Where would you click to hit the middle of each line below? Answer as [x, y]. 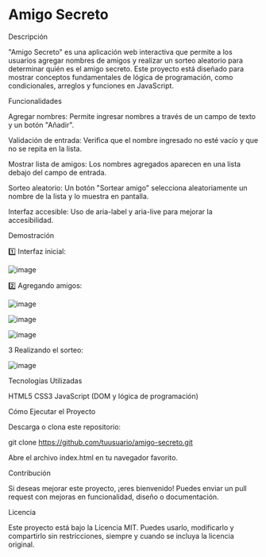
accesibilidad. [31, 220]
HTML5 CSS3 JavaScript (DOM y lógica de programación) [103, 396]
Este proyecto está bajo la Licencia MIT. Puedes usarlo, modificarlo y [121, 527]
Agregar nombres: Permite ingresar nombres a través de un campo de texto [132, 116]
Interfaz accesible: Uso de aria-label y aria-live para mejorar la [110, 211]
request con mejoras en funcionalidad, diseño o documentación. [114, 497]
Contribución [30, 473]
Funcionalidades [35, 101]
